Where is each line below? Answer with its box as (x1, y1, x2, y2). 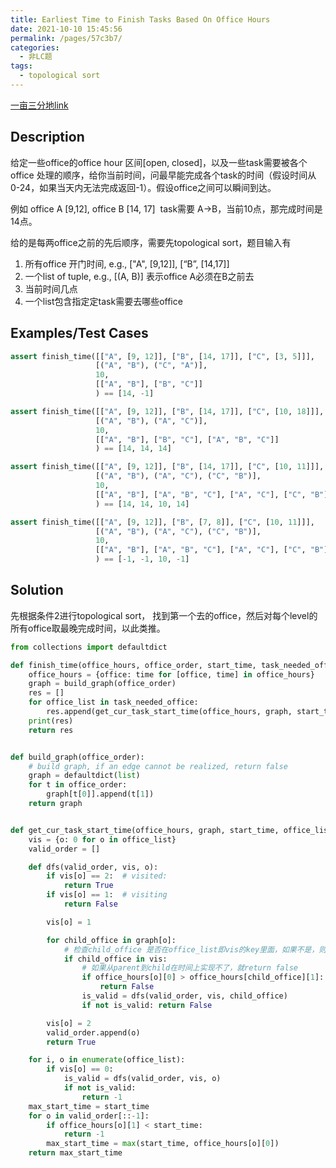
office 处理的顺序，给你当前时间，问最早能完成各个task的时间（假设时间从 (10, 169, 317, 181)
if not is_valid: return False (81, 1000, 213, 1010)
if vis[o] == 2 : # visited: (46, 871, 168, 881)
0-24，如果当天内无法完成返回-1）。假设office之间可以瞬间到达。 (10, 181, 277, 193)
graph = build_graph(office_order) (28, 679, 177, 689)
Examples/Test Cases (10, 325, 149, 342)
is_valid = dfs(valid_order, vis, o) (63, 1074, 222, 1084)
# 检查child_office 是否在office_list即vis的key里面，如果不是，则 (63, 944, 327, 955)
